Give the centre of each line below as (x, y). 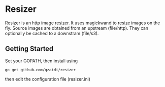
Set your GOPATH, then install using (41, 61)
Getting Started (29, 49)
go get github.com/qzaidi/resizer (41, 70)
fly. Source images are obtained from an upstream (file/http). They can (77, 28)
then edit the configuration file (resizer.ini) (48, 79)
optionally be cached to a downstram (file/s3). (52, 33)
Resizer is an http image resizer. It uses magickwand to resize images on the (82, 23)
